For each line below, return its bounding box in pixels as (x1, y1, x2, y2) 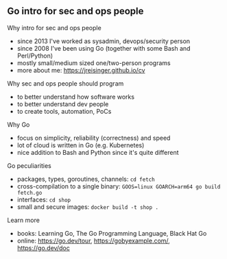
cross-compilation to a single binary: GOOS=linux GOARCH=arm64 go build (16, 182, 221, 190)
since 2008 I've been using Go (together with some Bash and (16, 44, 191, 52)
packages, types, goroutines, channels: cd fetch (16, 175, 156, 183)
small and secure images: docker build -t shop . (16, 202, 159, 211)
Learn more (7, 216, 40, 224)
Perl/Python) (16, 51, 53, 60)
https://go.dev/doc (16, 243, 70, 252)
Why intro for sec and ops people (7, 23, 101, 32)
